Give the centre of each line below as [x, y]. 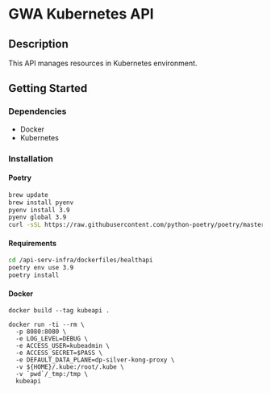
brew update [28, 194]
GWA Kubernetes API [81, 14]
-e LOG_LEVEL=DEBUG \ [52, 339]
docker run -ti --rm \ [46, 325]
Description [38, 44]
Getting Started [48, 88]
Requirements [33, 243]
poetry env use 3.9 [41, 268]
